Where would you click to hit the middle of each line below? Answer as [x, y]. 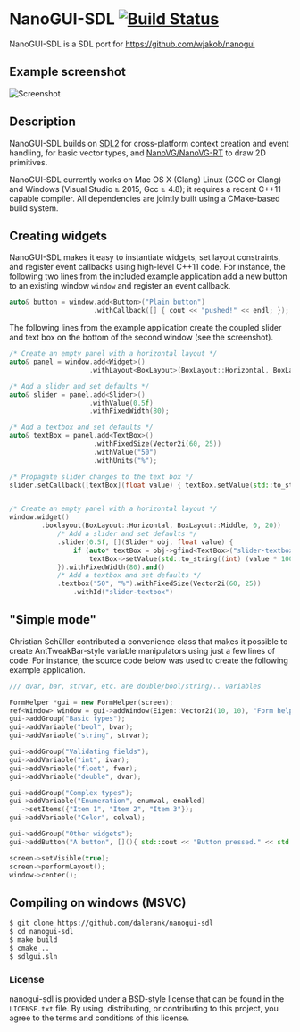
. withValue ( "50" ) [125, 452]
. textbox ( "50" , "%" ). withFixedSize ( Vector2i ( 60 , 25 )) [159, 584]
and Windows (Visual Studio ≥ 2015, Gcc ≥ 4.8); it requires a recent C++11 [145, 189]
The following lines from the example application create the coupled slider [146, 328]
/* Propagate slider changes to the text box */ [101, 477]
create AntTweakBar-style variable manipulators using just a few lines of [142, 650]
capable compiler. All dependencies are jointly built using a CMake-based [145, 198]
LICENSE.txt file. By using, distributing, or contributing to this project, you [144, 1008]
